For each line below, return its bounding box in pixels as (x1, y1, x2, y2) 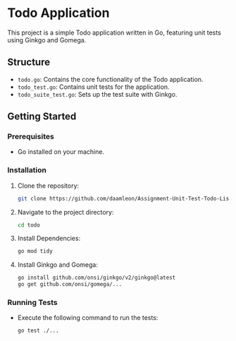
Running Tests (7, 298, 58, 308)
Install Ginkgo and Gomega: (17, 261, 99, 269)
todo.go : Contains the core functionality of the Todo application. (17, 75, 204, 83)
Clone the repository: (17, 181, 80, 190)
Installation (7, 165, 47, 175)
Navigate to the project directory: (17, 208, 114, 216)
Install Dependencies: (17, 234, 81, 243)
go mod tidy (17, 248, 53, 255)
